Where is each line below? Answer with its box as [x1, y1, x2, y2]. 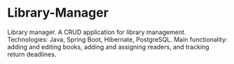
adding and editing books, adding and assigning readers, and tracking [7, 42, 209, 51]
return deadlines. [7, 50, 57, 58]
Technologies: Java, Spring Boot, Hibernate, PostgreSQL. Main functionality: [7, 35, 228, 43]
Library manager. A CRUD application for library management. [7, 28, 186, 36]
